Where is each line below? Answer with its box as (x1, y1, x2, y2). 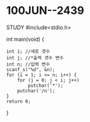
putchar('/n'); (17, 87, 56, 94)
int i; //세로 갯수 (6, 48, 50, 55)
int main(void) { (6, 35, 45, 42)
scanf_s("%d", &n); (6, 66, 56, 73)
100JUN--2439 (6, 4, 85, 18)
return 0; (6, 98, 31, 104)
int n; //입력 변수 (6, 61, 50, 67)
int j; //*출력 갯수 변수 (6, 55, 64, 61)
